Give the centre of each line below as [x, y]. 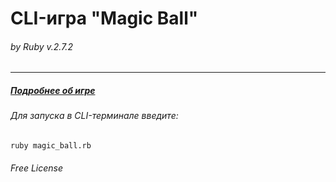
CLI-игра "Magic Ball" [104, 18]
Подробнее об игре [53, 90]
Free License [37, 168]
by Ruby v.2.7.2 [41, 46]
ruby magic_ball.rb [51, 145]
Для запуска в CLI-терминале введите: [94, 116]
